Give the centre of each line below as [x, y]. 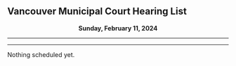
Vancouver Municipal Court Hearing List [97, 11]
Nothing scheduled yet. [41, 54]
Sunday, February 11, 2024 [118, 28]
